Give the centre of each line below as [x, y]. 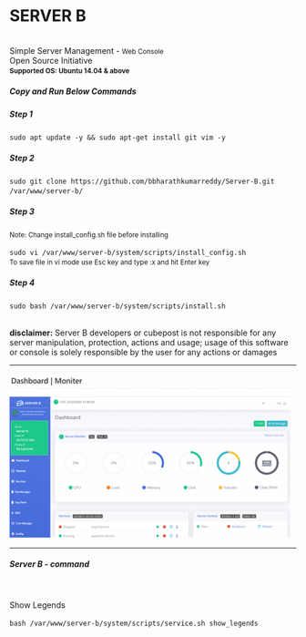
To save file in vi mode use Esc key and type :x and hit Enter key [110, 262]
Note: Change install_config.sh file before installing [89, 235]
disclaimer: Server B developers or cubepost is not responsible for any [143, 333]
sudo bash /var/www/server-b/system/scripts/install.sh [117, 306]
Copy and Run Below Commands [73, 91]
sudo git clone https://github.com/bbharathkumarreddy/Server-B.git [142, 182]
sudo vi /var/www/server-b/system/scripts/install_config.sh [128, 253]
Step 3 [22, 211]
